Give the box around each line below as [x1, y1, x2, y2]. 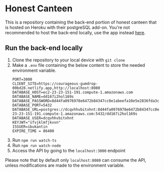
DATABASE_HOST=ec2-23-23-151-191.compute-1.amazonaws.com [12, 89, 133, 95]
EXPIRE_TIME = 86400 [12, 128, 54, 133]
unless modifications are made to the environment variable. [5, 162, 125, 168]
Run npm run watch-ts [12, 137, 57, 143]
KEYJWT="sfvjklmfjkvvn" [12, 120, 61, 125]
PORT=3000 [12, 77, 33, 82]
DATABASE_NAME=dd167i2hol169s [12, 94, 74, 99]
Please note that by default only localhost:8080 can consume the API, [5, 157, 146, 163]
